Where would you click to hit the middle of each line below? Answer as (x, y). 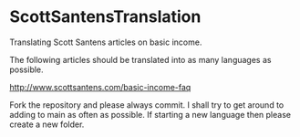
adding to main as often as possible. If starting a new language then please (150, 114)
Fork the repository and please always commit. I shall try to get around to (147, 105)
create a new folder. (47, 124)
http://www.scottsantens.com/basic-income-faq (100, 87)
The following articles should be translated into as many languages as (140, 59)
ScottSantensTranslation (105, 17)
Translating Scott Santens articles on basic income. (106, 42)
